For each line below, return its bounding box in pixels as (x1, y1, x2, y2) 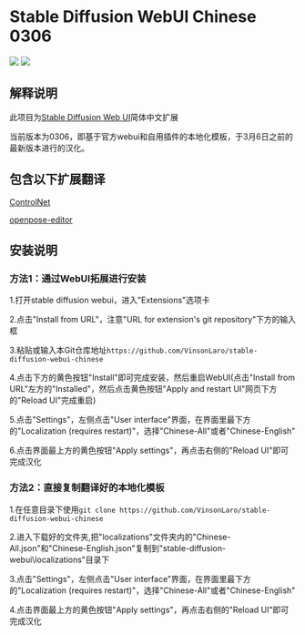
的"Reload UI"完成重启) (9, 394, 97, 406)
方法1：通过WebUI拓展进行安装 (9, 271, 147, 284)
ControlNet (9, 196, 51, 207)
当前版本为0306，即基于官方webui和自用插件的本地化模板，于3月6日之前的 (9, 130, 293, 142)
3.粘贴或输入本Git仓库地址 (9, 344, 107, 356)
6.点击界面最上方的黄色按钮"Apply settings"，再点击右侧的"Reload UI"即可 (9, 445, 290, 456)
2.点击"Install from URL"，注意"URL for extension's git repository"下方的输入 (9, 314, 297, 325)
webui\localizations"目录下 (9, 554, 110, 565)
